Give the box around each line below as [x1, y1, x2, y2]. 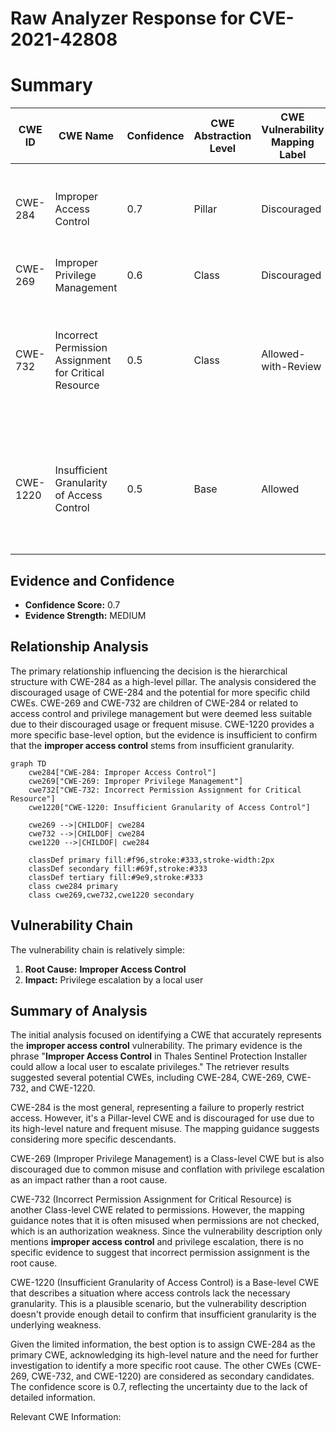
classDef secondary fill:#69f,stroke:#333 [28, 863, 208, 874]
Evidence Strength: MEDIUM [24, 609, 147, 621]
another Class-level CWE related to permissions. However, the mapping [10, 1204, 305, 1216]
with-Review [261, 360, 322, 374]
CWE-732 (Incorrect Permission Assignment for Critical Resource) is [10, 1193, 292, 1206]
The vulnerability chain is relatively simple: [10, 943, 186, 956]
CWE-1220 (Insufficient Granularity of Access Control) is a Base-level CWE [10, 1277, 320, 1289]
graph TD [10, 758, 47, 769]
